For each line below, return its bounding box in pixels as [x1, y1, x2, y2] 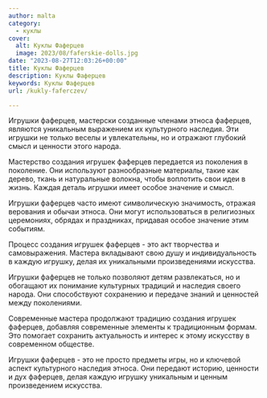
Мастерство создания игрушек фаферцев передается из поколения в [8, 157, 249, 167]
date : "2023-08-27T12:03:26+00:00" [8, 57, 128, 65]
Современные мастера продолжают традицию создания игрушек [8, 313, 236, 323]
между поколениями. [8, 298, 82, 308]
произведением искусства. [8, 380, 103, 391]
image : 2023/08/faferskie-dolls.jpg [15, 49, 138, 57]
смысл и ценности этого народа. [8, 142, 121, 151]
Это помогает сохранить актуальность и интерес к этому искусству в [8, 331, 250, 341]
